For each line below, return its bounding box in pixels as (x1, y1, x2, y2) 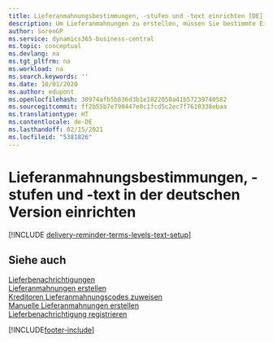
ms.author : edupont (8, 87, 75, 96)
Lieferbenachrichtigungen (8, 274, 96, 285)
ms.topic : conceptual (8, 42, 82, 50)
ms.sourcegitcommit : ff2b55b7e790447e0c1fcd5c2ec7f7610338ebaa (8, 103, 227, 111)
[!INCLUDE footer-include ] (8, 325, 95, 335)
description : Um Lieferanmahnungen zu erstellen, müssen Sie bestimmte (8, 20, 256, 28)
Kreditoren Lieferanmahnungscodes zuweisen (8, 292, 162, 302)
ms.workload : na (8, 65, 63, 73)
